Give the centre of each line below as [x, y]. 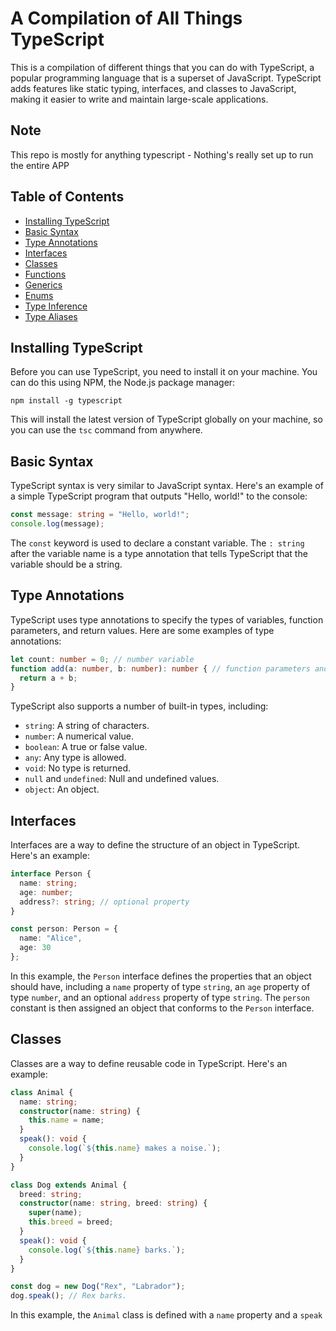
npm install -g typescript [66, 401]
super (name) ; [55, 1213]
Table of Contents [67, 197]
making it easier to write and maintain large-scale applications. [139, 99]
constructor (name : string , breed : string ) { [113, 1203]
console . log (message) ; [57, 524]
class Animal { [42, 1092]
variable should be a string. [66, 564]
